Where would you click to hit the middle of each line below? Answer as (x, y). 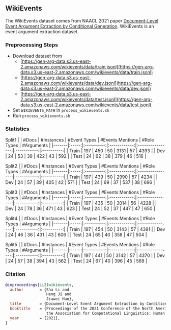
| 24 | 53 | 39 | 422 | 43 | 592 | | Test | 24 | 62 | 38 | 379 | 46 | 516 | (76, 156)
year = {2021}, (35, 318)
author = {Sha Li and (40, 290)
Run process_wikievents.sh (41, 116)
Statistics (17, 129)
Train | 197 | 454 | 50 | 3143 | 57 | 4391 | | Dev (117, 229)
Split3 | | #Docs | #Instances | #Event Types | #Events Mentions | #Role (80, 192)
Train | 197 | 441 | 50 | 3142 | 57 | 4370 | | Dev (117, 255)
